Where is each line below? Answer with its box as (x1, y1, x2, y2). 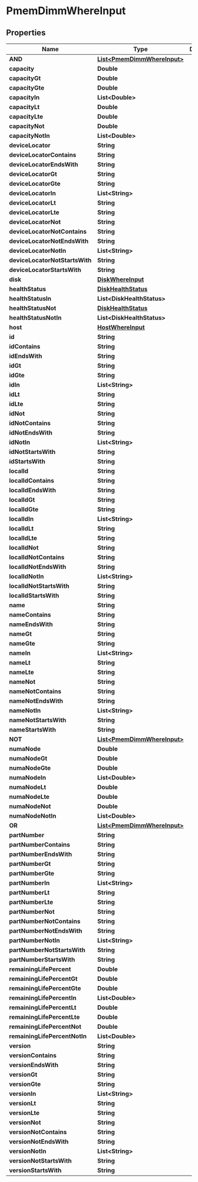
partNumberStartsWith (9, 956, 75, 963)
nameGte (9, 640, 35, 647)
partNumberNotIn (9, 936, 60, 944)
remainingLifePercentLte (9, 1013, 80, 1021)
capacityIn (9, 93, 40, 101)
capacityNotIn (9, 131, 50, 140)
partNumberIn (9, 879, 50, 887)
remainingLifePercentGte (9, 985, 81, 992)
